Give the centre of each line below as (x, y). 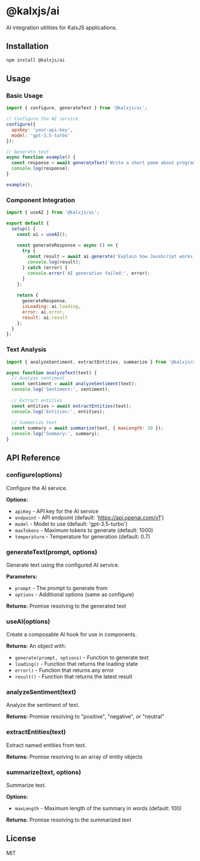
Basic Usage (25, 96)
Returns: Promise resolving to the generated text (66, 606)
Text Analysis (26, 349)
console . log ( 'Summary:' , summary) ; (56, 434)
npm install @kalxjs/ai (36, 60)
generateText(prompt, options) (52, 552)
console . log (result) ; (54, 262)
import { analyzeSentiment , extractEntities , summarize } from (86, 362)
